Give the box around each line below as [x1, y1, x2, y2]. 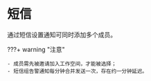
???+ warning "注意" [7, 45, 65, 53]
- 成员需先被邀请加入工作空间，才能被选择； [7, 60, 117, 67]
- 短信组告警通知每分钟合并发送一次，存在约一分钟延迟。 [7, 67, 148, 75]
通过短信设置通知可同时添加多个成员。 [7, 30, 116, 39]
